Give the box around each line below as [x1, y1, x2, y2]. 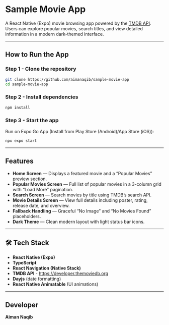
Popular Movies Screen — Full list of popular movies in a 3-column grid [12, 181, 162, 187]
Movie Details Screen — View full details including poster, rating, [12, 197, 148, 203]
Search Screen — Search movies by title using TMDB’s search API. [12, 192, 152, 198]
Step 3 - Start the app [5, 117, 59, 124]
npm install [5, 105, 30, 110]
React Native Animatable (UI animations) [12, 281, 99, 287]
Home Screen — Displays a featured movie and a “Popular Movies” [12, 170, 152, 176]
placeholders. [12, 213, 41, 219]
